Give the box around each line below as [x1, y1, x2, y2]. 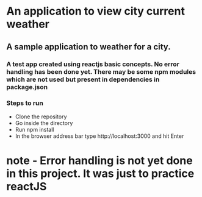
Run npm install [15, 126, 54, 133]
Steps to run [6, 99, 44, 107]
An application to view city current [6, 4, 185, 18]
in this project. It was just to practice [6, 167, 195, 181]
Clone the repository [15, 113, 67, 120]
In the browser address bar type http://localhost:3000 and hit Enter [15, 132, 184, 140]
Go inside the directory [15, 119, 73, 126]
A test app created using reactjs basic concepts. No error [6, 60, 180, 68]
